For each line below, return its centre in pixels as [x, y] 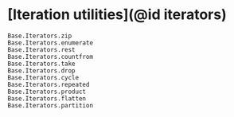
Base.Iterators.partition [50, 105]
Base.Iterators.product [47, 92]
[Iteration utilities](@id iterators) [117, 15]
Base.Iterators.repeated [49, 84]
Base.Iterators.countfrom [50, 57]
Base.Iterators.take [42, 64]
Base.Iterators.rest [42, 49]
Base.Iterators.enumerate [50, 43]
